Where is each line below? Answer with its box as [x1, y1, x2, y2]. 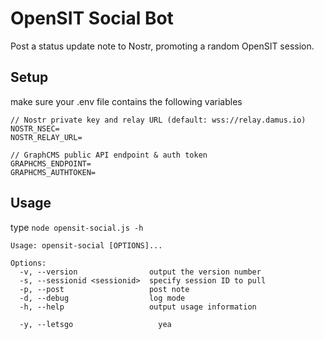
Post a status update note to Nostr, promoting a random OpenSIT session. [10, 40, 315, 52]
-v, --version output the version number [19, 267, 262, 277]
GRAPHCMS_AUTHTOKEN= [10, 167, 97, 177]
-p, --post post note [19, 284, 190, 294]
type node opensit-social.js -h [10, 221, 144, 233]
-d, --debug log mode [19, 293, 186, 303]
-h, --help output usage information [19, 302, 257, 312]
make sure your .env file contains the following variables [10, 95, 243, 107]
